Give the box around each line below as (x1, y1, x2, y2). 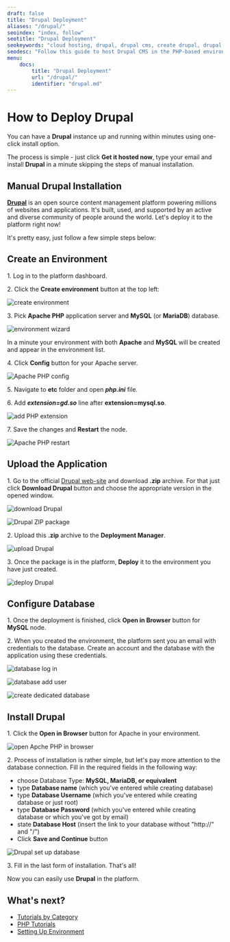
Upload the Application (7, 458, 107, 470)
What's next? (7, 895, 66, 906)
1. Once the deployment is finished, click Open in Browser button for (7, 616, 201, 624)
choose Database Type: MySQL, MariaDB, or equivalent (16, 777, 177, 785)
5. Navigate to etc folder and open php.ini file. (7, 385, 138, 393)
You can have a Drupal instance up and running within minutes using (7, 132, 202, 141)
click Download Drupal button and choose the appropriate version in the (7, 484, 212, 492)
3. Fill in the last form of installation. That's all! (7, 862, 137, 870)
